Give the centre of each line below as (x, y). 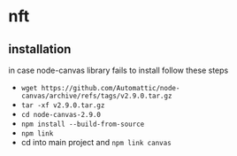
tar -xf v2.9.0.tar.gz (63, 105)
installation (40, 49)
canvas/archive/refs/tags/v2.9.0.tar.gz (96, 96)
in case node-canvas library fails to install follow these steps (119, 70)
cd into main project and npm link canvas (96, 142)
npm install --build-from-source (83, 124)
